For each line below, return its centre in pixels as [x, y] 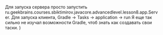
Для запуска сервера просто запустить [46, 7]
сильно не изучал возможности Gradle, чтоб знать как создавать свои [79, 22]
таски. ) [13, 28]
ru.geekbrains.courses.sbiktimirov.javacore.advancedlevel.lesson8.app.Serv [81, 12]
